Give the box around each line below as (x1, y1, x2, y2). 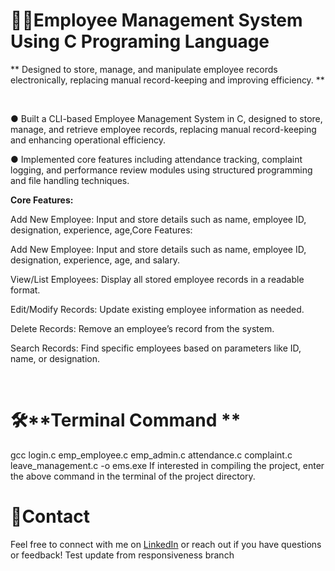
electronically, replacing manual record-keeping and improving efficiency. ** (10, 74, 325, 86)
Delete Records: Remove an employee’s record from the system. (10, 322, 275, 334)
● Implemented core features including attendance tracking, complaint (10, 153, 303, 165)
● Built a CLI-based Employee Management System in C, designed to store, (10, 112, 323, 124)
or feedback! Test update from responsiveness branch (10, 549, 235, 561)
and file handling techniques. (10, 174, 130, 186)
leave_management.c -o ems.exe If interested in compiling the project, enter (10, 459, 325, 471)
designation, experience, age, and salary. (10, 254, 180, 266)
